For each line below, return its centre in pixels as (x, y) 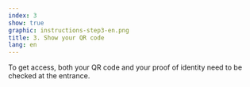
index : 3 (23, 15)
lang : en (23, 45)
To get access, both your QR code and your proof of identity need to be (125, 67)
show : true (26, 23)
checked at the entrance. (49, 76)
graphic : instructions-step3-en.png (69, 30)
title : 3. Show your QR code (56, 38)
